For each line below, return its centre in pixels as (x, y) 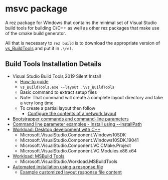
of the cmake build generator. (36, 33)
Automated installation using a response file (58, 166)
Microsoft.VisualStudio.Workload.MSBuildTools (69, 161)
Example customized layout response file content (71, 172)
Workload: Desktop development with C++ (56, 129)
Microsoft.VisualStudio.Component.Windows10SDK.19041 (79, 140)
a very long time (37, 103)
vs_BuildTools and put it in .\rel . (39, 48)
